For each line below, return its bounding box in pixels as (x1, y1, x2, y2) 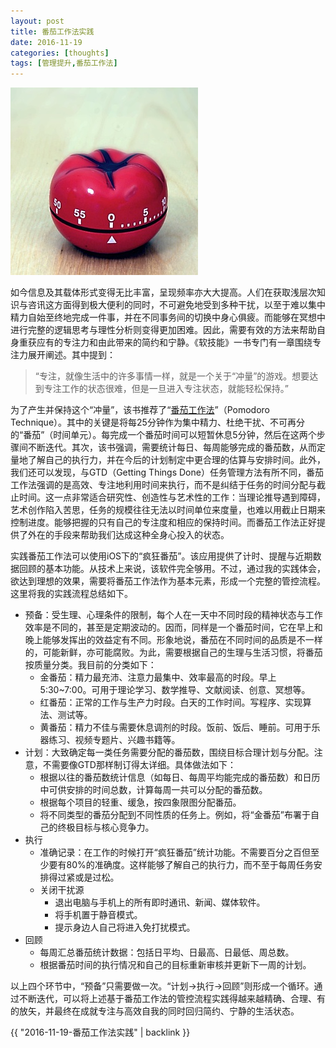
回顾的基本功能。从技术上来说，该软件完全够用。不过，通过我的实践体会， (18, 563, 326, 575)
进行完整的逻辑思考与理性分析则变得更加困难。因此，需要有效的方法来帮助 (10, 324, 317, 336)
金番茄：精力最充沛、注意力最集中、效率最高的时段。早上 (39, 671, 277, 684)
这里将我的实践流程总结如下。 (10, 588, 133, 600)
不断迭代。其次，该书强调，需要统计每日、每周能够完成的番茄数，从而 (27, 441, 317, 454)
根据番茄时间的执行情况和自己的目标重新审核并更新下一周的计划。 (39, 959, 312, 971)
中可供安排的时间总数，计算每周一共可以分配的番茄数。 (39, 784, 268, 796)
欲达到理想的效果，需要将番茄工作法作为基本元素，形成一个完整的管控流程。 (10, 575, 326, 587)
